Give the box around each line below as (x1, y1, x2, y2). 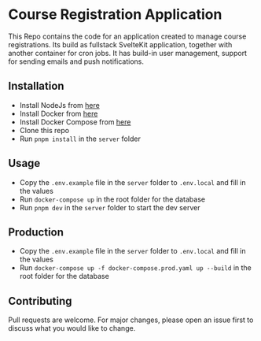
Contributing (8, 294, 72, 308)
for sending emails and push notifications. (8, 57, 144, 66)
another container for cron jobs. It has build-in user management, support (8, 48, 248, 57)
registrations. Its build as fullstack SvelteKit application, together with (8, 39, 233, 49)
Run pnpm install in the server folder (19, 134, 142, 143)
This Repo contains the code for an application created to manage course (8, 32, 247, 41)
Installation (8, 80, 64, 93)
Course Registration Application (8, 6, 222, 24)
